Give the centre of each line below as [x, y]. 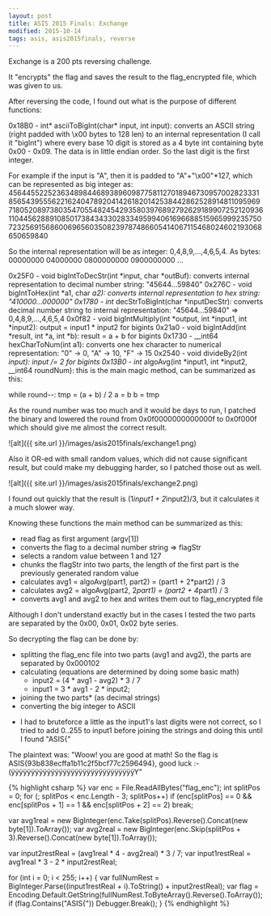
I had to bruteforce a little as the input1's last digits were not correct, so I [140, 722]
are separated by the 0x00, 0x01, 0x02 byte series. [93, 623]
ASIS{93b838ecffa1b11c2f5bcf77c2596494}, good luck [100, 763]
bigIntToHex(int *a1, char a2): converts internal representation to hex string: [134, 293]
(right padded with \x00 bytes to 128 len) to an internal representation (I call [134, 134]
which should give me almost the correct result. [88, 428]
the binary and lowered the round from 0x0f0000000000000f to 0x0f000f [133, 419]
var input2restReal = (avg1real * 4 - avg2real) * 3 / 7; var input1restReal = [130, 854]
